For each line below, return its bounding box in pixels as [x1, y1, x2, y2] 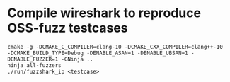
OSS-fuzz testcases [7, 20, 128, 36]
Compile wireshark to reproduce [7, 5, 202, 21]
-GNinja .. [61, 55, 93, 63]
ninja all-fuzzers [7, 61, 62, 69]
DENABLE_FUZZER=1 [7, 55, 59, 63]
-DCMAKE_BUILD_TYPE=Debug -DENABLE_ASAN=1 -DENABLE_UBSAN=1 [7, 49, 189, 57]
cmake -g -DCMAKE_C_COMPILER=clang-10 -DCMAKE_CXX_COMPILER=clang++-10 [7, 43, 223, 50]
